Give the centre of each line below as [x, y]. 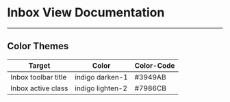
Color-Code [155, 65]
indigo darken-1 [101, 77]
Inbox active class [39, 88]
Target [39, 65]
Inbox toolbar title [39, 77]
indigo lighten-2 [101, 88]
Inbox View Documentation [86, 13]
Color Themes [38, 46]
